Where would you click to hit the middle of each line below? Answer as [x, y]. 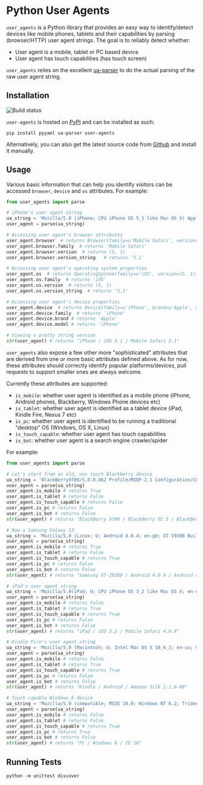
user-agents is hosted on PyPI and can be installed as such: [81, 122]
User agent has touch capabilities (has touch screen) [81, 58]
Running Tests [34, 762]
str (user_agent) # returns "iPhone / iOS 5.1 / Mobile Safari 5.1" [93, 341]
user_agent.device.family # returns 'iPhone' [66, 313]
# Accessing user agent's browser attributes [64, 235]
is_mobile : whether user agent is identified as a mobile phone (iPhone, [103, 395]
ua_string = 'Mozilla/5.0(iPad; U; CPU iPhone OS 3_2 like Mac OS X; [96, 592]
